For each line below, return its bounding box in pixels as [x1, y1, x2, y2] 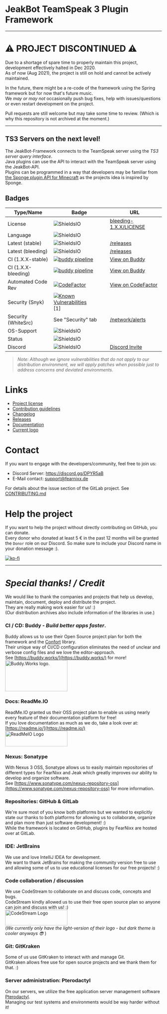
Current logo [12, 427, 39, 433]
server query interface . [5, 153, 53, 159]
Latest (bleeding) [7, 248, 48, 255]
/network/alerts [110, 316, 146, 323]
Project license [12, 400, 43, 406]
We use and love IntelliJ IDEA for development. [5, 854, 101, 860]
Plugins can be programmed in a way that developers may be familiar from [5, 169, 158, 175]
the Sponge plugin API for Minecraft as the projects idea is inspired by [5, 174, 149, 180]
